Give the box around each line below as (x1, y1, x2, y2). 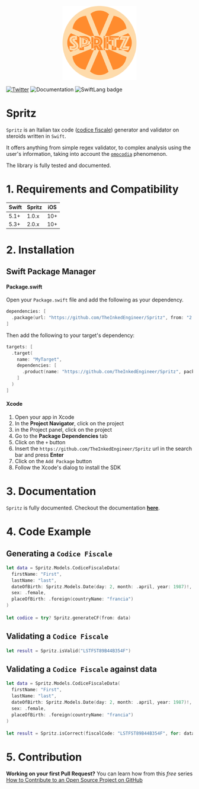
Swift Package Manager (6, 267, 96, 277)
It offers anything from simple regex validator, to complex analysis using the (6, 144, 191, 151)
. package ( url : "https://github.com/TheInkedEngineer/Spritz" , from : (11, 315, 184, 321)
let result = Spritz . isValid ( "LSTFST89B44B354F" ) (6, 647, 131, 654)
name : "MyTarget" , (17, 356, 62, 363)
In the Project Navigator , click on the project (14, 419, 124, 426)
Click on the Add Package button (14, 457, 92, 464)
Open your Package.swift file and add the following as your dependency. (6, 296, 184, 303)
